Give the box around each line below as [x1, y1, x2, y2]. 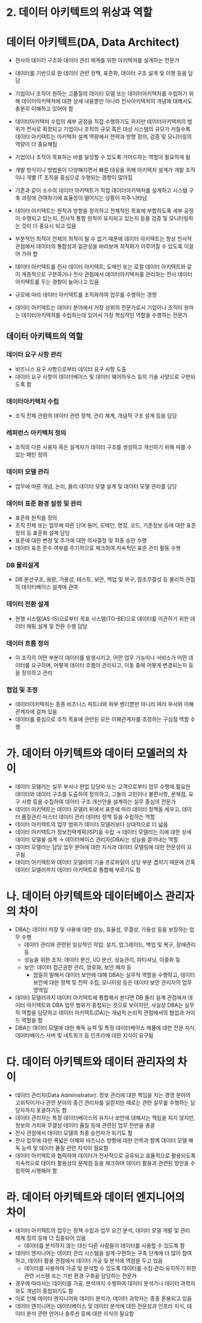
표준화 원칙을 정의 [14, 514, 57, 521]
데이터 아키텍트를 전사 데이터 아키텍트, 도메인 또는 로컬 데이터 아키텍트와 [14, 263, 186, 270]
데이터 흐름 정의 [6, 639, 49, 647]
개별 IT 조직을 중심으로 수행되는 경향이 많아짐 [26, 174, 133, 181]
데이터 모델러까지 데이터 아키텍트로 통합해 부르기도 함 [14, 866, 141, 874]
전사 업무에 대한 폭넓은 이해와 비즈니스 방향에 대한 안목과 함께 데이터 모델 [14, 1137, 188, 1144]
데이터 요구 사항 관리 [6, 350, 62, 359]
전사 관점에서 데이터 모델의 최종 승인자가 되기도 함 [14, 1129, 133, 1136]
